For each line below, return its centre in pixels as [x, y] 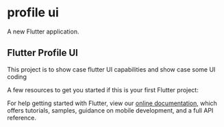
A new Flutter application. [43, 31]
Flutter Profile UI [43, 53]
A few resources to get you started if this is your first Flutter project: [103, 89]
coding [17, 76]
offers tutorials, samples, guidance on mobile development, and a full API [110, 110]
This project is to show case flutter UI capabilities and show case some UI [111, 69]
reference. [22, 117]
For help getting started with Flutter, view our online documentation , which [112, 103]
